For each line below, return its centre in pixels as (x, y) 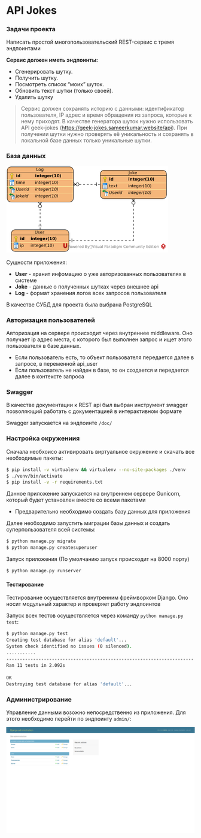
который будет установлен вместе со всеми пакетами (76, 500)
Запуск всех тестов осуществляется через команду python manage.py (95, 616)
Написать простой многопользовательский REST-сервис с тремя (90, 42)
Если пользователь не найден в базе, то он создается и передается (102, 370)
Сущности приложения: (37, 262)
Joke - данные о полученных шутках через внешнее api (86, 286)
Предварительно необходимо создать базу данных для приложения (103, 512)
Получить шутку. (36, 78)
